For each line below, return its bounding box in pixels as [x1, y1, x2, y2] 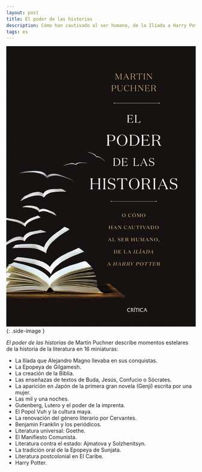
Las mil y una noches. [14, 395, 69, 402]
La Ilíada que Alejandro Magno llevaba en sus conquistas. [14, 357, 158, 365]
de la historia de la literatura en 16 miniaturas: [6, 345, 118, 352]
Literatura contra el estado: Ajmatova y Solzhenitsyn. [14, 440, 146, 447]
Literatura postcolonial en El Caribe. [14, 453, 104, 460]
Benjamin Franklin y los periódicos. [14, 421, 102, 428]
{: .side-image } [6, 327, 45, 334]
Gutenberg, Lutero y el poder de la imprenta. [14, 402, 126, 409]
